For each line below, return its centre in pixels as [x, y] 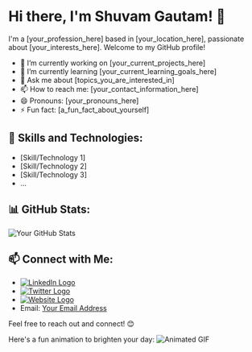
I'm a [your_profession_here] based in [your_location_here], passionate [126, 39]
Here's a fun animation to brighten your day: [82, 340]
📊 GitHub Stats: [50, 210]
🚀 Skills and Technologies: [76, 138]
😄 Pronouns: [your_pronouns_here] [79, 101]
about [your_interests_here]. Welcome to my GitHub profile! [107, 47]
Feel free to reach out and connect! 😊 [72, 324]
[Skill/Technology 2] [53, 166]
